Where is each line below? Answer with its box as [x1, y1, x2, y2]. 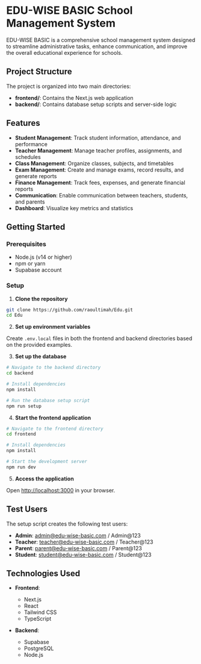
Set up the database [14, 353, 67, 360]
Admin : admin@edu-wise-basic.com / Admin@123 [14, 532, 141, 539]
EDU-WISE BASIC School [6, 4, 133, 17]
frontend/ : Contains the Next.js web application [14, 94, 134, 101]
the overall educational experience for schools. [6, 49, 123, 56]
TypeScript [23, 615, 52, 622]
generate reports [14, 172, 57, 179]
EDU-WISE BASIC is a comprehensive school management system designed [6, 36, 196, 43]
